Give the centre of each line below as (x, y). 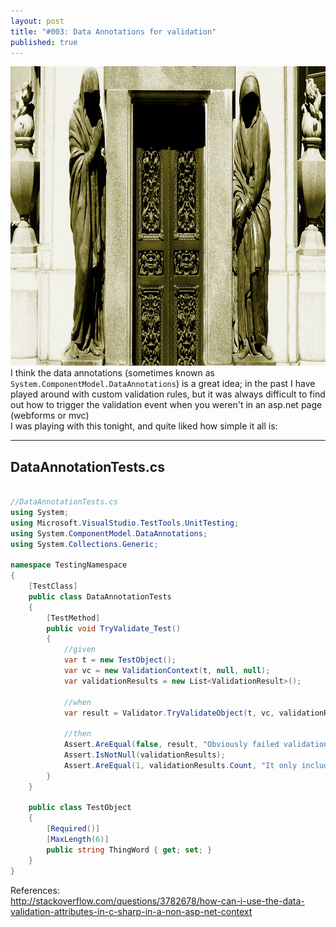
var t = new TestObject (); (120, 660)
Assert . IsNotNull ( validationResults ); (144, 755)
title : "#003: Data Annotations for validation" (113, 31)
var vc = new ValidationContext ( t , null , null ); (167, 671)
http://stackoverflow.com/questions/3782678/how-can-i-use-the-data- (157, 901)
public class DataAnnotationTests (100, 596)
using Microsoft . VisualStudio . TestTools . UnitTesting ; (125, 523)
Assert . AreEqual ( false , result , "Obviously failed (171, 745)
